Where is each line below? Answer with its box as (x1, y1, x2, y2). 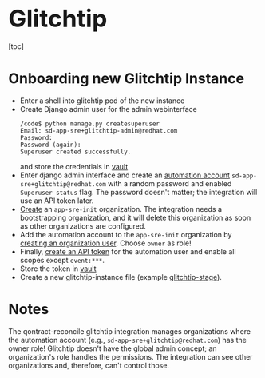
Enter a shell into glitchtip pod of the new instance (19, 96, 185, 105)
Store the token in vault (19, 264, 97, 273)
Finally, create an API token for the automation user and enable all (19, 246, 237, 256)
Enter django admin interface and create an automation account (19, 170, 230, 180)
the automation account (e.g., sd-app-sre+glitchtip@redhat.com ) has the (8, 335, 247, 344)
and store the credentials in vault (19, 161, 129, 171)
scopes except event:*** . (19, 255, 105, 265)
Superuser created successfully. (19, 148, 132, 156)
